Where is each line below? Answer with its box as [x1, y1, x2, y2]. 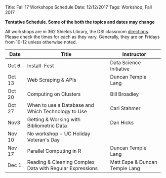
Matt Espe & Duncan [110, 159, 158, 165]
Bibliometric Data [27, 122, 67, 129]
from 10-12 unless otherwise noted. [5, 39, 77, 45]
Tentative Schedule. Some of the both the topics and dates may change [5, 19, 155, 25]
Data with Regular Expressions [27, 165, 98, 172]
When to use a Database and [27, 102, 94, 108]
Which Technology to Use [27, 108, 87, 115]
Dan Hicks [110, 119, 134, 126]
